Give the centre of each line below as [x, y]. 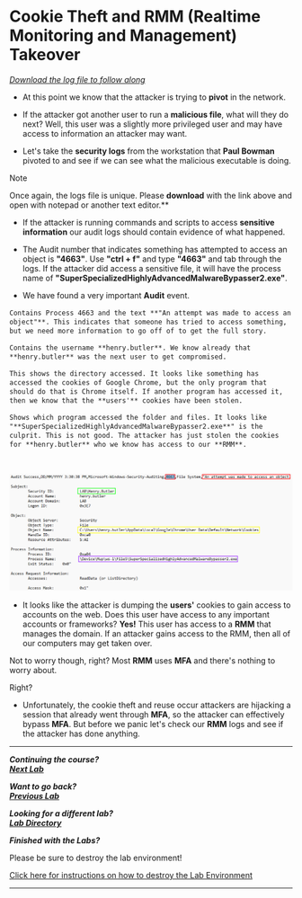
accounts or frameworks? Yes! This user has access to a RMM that [147, 624]
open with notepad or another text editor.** [89, 205]
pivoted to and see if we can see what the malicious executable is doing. [157, 160]
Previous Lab [35, 796]
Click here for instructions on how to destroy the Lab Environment [131, 876]
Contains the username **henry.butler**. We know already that [130, 348]
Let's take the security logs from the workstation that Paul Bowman [149, 151]
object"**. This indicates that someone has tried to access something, [148, 322]
